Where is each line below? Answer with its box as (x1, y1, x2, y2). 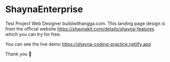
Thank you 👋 (5, 51, 32, 57)
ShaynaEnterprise (5, 4, 83, 15)
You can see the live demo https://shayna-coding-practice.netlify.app (5, 41, 151, 47)
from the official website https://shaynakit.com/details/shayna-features (5, 25, 155, 32)
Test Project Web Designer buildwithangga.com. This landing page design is (5, 20, 165, 26)
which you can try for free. (5, 31, 61, 37)
